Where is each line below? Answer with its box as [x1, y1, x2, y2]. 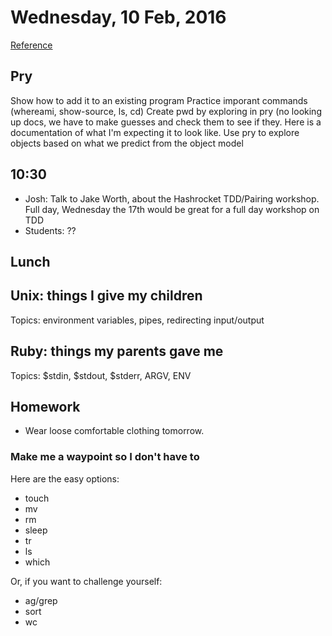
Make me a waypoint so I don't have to [10, 450, 200, 464]
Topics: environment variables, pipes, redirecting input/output [10, 314, 265, 326]
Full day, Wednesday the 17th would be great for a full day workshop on [24, 203, 320, 215]
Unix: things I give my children [10, 287, 203, 305]
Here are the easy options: [10, 472, 120, 485]
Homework [10, 398, 81, 415]
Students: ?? [24, 224, 77, 236]
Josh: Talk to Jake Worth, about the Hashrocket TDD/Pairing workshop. [24, 192, 320, 205]
